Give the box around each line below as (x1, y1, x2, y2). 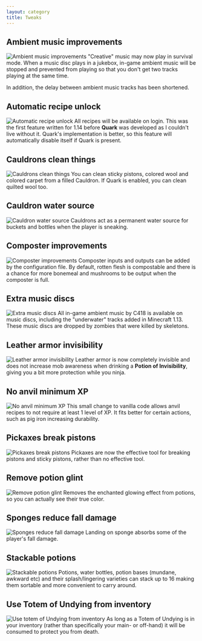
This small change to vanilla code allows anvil (66, 403, 180, 409)
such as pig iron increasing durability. (6, 415, 100, 422)
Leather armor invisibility (6, 340, 103, 350)
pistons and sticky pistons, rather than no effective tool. (6, 455, 145, 463)
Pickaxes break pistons (6, 433, 96, 443)
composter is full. (6, 276, 50, 283)
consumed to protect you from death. (6, 628, 100, 636)
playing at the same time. (6, 72, 70, 79)
